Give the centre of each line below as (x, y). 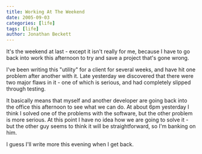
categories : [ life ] (31, 23)
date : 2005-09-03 (28, 18)
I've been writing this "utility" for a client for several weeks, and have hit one (101, 69)
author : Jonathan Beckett (39, 34)
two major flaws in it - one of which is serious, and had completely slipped (99, 83)
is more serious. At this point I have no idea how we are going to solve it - (97, 120)
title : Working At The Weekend (46, 12)
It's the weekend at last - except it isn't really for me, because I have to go (98, 51)
